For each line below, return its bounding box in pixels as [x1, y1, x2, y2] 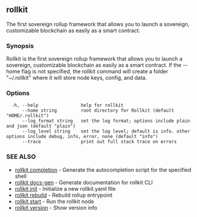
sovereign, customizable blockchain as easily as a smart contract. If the [6, 62, 182, 69]
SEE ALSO [6, 153, 36, 161]
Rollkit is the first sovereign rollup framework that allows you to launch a [6, 55, 183, 62]
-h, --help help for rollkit [11, 102, 124, 109]
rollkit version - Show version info [14, 204, 98, 211]
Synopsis [6, 42, 34, 50]
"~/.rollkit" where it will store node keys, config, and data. [6, 74, 147, 81]
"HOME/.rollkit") [6, 113, 49, 119]
